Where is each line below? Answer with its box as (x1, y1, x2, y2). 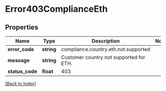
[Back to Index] (5, 81, 36, 87)
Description (91, 38, 120, 44)
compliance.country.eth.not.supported (61, 46, 151, 53)
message (7, 57, 30, 63)
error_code (7, 46, 35, 53)
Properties (5, 23, 39, 31)
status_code (7, 68, 38, 75)
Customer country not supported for (61, 54, 146, 61)
